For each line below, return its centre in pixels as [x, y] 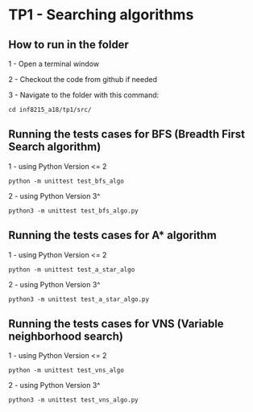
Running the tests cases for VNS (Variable [116, 324]
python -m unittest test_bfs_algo [66, 181]
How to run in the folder [68, 45]
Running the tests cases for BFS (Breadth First [127, 134]
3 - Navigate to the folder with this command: [84, 95]
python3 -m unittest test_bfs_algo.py [73, 211]
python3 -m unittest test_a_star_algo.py [79, 299]
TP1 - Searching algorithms [101, 15]
